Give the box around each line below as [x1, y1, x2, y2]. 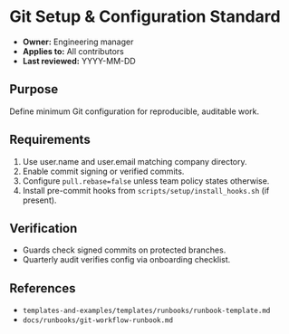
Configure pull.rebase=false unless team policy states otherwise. [22, 175, 270, 186]
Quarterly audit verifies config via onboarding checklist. [22, 254, 231, 265]
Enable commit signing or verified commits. [22, 166, 185, 177]
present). [22, 195, 57, 205]
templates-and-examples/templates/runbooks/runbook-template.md [22, 306, 271, 316]
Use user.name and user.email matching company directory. [22, 156, 247, 167]
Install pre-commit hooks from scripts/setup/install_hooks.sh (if [22, 185, 270, 196]
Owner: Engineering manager [22, 36, 134, 47]
